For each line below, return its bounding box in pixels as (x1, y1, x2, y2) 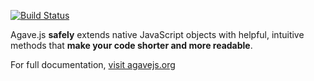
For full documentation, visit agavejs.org (10, 59, 176, 70)
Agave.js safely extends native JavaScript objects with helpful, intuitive (10, 29, 305, 40)
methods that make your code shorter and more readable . (10, 40, 253, 51)
